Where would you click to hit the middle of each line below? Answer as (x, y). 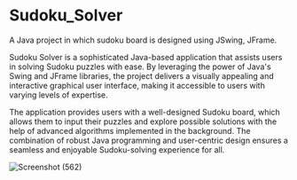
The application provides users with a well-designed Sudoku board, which (145, 112)
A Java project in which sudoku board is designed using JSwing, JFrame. (143, 40)
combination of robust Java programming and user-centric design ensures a (148, 140)
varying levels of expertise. (59, 95)
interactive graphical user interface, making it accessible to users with (137, 85)
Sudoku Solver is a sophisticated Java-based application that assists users (146, 57)
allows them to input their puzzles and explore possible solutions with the (143, 121)
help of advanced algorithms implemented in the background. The (130, 130)
